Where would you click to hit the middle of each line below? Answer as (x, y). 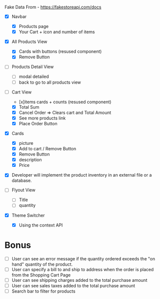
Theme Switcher (28, 215)
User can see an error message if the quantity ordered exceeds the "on (83, 258)
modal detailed (34, 77)
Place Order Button (38, 123)
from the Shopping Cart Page (41, 275)
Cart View (22, 92)
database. (22, 181)
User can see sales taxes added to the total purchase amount (73, 285)
